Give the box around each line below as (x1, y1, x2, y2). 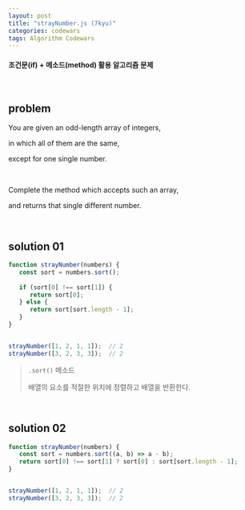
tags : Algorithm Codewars (8, 34, 94, 43)
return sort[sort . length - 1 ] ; (29, 306, 135, 314)
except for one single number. (8, 154, 107, 164)
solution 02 (8, 422, 66, 435)
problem (8, 101, 51, 115)
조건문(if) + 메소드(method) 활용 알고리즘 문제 (8, 59, 154, 69)
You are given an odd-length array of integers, (8, 123, 162, 133)
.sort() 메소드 (27, 365, 75, 374)
